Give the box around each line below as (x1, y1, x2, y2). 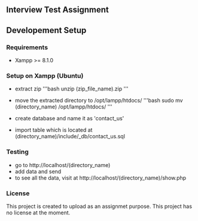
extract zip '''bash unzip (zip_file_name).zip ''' (14, 85, 129, 92)
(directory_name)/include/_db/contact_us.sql (14, 133, 126, 140)
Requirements (6, 43, 48, 52)
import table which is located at (14, 126, 93, 134)
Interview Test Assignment (6, 5, 109, 15)
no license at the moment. (6, 209, 71, 216)
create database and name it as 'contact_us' (14, 115, 124, 122)
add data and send (14, 168, 62, 175)
